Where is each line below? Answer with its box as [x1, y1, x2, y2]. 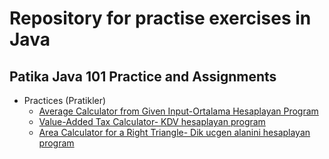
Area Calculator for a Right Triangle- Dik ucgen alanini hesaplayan [38, 127, 311, 138]
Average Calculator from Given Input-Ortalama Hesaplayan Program [38, 105, 319, 117]
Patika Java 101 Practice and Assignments [9, 68, 277, 85]
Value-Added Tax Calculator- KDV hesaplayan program [38, 116, 266, 127]
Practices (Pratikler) [23, 95, 107, 106]
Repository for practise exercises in [9, 7, 312, 30]
